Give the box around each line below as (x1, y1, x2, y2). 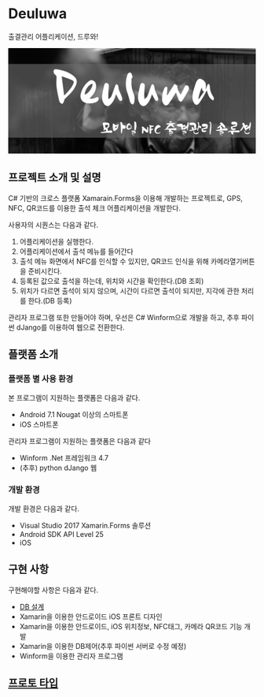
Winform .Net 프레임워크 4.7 (19, 453, 109, 462)
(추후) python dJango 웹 (19, 463, 97, 472)
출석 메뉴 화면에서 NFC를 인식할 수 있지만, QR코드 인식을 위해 (19, 256, 210, 266)
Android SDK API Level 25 (19, 529, 104, 539)
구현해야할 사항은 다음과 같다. (8, 585, 99, 594)
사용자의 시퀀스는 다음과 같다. (8, 220, 99, 229)
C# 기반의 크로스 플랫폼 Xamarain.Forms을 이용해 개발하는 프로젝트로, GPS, (8, 193, 244, 203)
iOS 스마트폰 (19, 419, 59, 429)
